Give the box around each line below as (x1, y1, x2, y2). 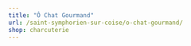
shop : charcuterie (8, 26, 69, 34)
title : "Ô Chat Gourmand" (8, 11, 94, 19)
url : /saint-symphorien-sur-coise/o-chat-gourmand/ (8, 19, 183, 27)
